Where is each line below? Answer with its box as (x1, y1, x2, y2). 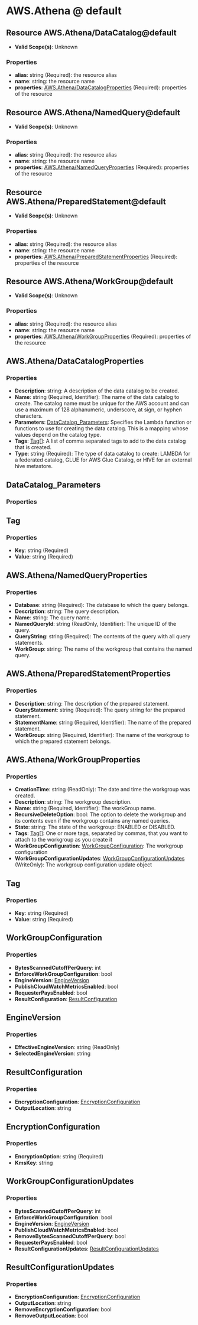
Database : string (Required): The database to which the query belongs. (14, 602, 189, 608)
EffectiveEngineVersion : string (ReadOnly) (14, 1044, 120, 1051)
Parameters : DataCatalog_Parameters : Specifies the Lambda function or (14, 418, 192, 426)
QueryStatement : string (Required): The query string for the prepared (14, 706, 186, 713)
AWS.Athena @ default (6, 4, 122, 18)
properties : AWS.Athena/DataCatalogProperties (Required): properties (14, 84, 187, 91)
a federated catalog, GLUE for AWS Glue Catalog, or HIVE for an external (14, 456, 192, 463)
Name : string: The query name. (14, 614, 92, 621)
